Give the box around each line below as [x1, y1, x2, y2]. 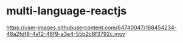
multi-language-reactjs [6, 4, 127, 18]
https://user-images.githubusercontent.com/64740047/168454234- [6, 24, 178, 31]
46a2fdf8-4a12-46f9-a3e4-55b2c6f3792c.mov [6, 30, 126, 37]
